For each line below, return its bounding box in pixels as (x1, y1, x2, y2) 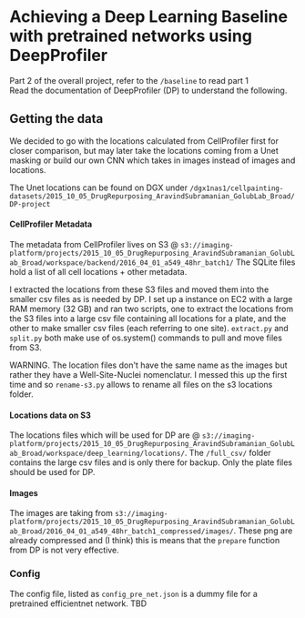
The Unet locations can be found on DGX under (9, 182, 188, 193)
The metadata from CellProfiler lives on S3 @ (9, 238, 179, 249)
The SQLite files (235, 257, 296, 268)
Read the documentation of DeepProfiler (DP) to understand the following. (9, 85, 288, 96)
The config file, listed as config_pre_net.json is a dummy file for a (9, 588, 258, 599)
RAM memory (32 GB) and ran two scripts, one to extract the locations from (9, 303, 294, 314)
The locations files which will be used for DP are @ (9, 430, 200, 441)
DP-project (9, 199, 51, 208)
